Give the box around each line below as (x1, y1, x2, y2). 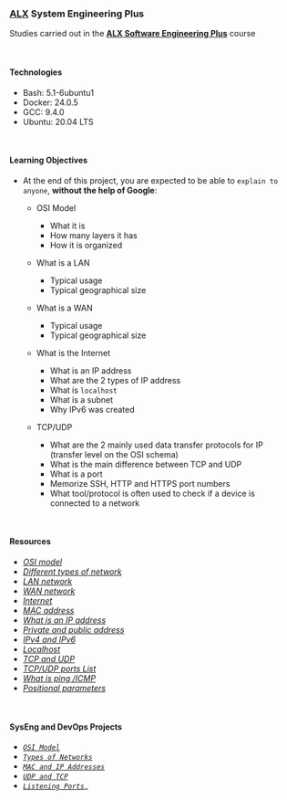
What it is (49, 220, 86, 231)
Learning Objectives (9, 154, 88, 166)
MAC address (22, 605, 75, 616)
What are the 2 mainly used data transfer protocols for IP (49, 439, 264, 450)
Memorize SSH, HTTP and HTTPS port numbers (49, 478, 231, 489)
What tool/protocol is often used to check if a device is (49, 488, 255, 499)
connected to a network (49, 497, 140, 509)
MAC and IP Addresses (22, 763, 105, 772)
